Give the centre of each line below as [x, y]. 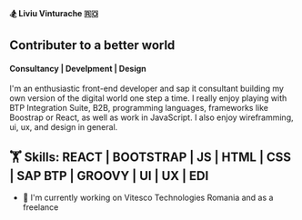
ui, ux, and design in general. [64, 127]
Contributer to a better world [92, 45]
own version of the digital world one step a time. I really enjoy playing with [148, 98]
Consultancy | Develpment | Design [78, 68]
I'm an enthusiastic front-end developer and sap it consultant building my [147, 89]
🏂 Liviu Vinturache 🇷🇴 [54, 13]
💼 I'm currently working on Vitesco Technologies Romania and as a [148, 197]
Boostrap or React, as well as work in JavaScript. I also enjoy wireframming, [151, 117]
